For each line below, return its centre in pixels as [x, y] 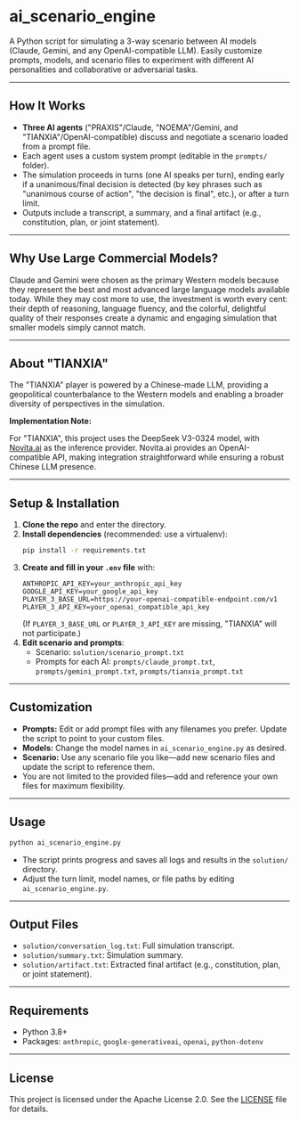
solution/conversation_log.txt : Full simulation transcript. [128, 945]
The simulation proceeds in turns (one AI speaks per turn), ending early [153, 175]
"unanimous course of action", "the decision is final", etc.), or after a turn [155, 193]
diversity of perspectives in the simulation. [87, 404]
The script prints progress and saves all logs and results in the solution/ [155, 859]
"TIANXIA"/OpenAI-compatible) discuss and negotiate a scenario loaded [155, 136]
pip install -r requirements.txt [84, 551]
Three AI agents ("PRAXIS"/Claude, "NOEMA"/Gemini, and [130, 127]
